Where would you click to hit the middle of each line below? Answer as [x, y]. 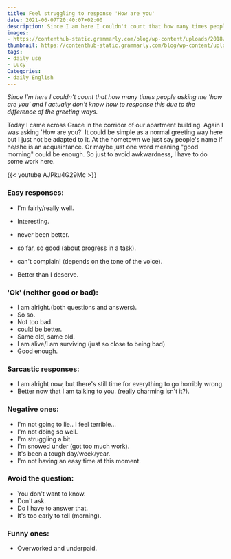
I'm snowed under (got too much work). [73, 446]
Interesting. [33, 221]
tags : [15, 52]
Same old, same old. [46, 336]
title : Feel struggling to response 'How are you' [81, 13]
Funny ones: [28, 533]
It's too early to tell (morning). [59, 515]
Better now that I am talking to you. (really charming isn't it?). [103, 391]
